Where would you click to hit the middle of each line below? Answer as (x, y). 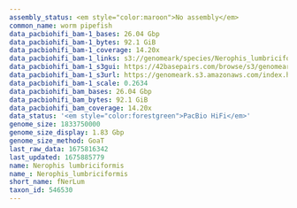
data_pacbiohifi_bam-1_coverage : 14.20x (85, 50)
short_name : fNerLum (47, 182)
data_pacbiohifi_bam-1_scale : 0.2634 (79, 83)
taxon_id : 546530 (41, 190)
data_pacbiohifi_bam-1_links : (65, 58)
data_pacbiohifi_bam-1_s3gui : (65, 67)
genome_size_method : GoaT (57, 141)
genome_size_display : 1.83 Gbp (67, 133)
